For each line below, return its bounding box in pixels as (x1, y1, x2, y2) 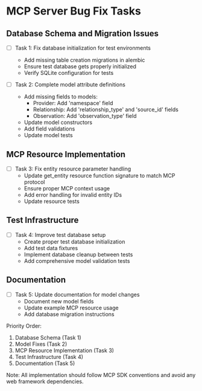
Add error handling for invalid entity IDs (24, 192, 122, 198)
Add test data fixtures (24, 244, 78, 251)
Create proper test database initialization (24, 238, 125, 245)
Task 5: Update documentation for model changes (14, 291, 140, 298)
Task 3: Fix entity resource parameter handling (14, 165, 131, 172)
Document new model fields (24, 297, 94, 305)
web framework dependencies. (6, 378, 84, 385)
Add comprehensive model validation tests (24, 257, 130, 264)
